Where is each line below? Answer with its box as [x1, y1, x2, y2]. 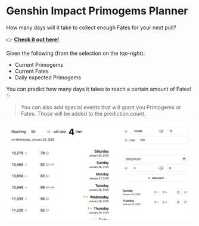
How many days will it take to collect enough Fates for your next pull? [6, 24, 177, 31]
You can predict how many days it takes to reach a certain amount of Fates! [6, 85, 192, 92]
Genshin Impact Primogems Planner [6, 4, 188, 18]
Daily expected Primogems [14, 73, 82, 81]
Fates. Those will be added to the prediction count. [20, 110, 146, 117]
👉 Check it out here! [6, 36, 60, 43]
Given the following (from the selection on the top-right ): [6, 49, 145, 57]
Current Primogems [14, 61, 64, 68]
